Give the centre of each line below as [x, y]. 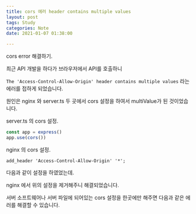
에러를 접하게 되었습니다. [35, 88]
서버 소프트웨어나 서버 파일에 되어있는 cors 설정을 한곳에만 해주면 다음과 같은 [95, 197]
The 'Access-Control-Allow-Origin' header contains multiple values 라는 [98, 81]
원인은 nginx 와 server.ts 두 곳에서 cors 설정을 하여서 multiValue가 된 [87, 101]
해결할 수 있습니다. [38, 205]
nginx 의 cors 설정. [28, 149]
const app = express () [34, 132]
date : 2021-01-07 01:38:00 [39, 34]
